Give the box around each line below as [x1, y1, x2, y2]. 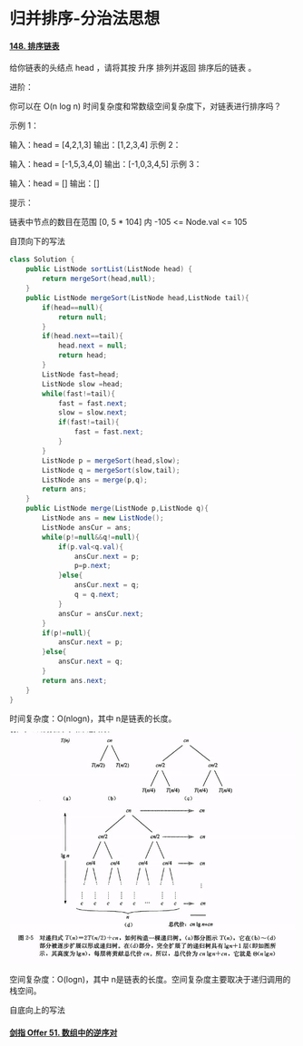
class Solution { [9, 255, 75, 264]
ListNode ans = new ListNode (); [42, 513, 165, 523]
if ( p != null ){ [42, 628, 92, 638]
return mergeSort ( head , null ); [42, 274, 156, 284]
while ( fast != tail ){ [42, 389, 116, 398]
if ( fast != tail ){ [57, 418, 120, 427]
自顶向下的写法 [9, 236, 65, 247]
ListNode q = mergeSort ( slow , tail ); [42, 465, 181, 474]
